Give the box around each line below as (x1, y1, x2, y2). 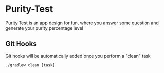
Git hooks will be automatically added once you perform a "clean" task (5, 53, 151, 59)
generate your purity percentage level (5, 25, 84, 31)
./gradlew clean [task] (5, 62, 55, 68)
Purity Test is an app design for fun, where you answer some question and (5, 20, 159, 26)
